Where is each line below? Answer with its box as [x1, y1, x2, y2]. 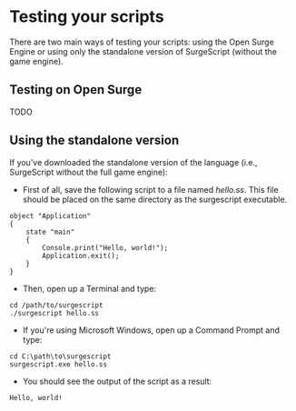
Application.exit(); [42, 251, 120, 260]
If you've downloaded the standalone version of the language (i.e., [9, 156, 258, 167]
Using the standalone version [9, 133, 180, 148]
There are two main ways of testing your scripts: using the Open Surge [9, 36, 274, 47]
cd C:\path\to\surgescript [9, 352, 112, 361]
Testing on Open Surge [9, 82, 143, 97]
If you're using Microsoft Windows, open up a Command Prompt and [22, 325, 280, 336]
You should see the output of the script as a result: [22, 376, 212, 386]
